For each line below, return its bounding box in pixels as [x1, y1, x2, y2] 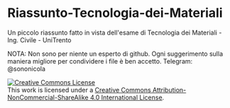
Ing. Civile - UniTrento [7, 35, 72, 44]
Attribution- [152, 85, 187, 94]
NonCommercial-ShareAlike [7, 93, 89, 102]
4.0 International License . [89, 93, 165, 102]
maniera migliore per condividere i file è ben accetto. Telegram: [7, 56, 193, 65]
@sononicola [7, 64, 46, 73]
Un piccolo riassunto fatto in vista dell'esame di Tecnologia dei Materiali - [7, 28, 222, 37]
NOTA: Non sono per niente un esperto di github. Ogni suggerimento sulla [7, 49, 224, 58]
